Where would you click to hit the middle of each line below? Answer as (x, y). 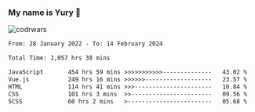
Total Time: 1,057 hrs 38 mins (59, 58)
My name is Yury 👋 (44, 13)
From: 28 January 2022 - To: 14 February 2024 (86, 44)
